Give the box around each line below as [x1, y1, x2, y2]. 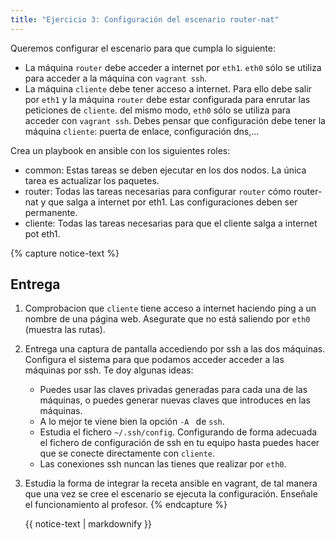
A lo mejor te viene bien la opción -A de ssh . [39, 416, 225, 428]
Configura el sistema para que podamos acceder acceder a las [24, 354, 285, 366]
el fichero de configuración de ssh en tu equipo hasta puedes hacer [39, 437, 320, 449]
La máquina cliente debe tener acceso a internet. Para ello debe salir [24, 82, 312, 95]
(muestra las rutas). [24, 324, 106, 336]
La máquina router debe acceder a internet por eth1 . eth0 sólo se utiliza [24, 61, 322, 73]
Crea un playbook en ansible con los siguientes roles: [10, 144, 231, 156]
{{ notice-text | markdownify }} [24, 518, 152, 530]
